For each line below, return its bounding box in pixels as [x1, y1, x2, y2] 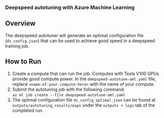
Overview [5, 19, 36, 28]
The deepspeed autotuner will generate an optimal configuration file [5, 32, 144, 38]
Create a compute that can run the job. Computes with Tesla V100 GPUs [12, 70, 160, 76]
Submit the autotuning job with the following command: [12, 86, 125, 92]
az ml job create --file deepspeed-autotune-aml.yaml [12, 92, 125, 98]
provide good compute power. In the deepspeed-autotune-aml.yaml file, [12, 76, 157, 82]
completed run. [12, 107, 43, 113]
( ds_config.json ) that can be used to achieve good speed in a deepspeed [5, 38, 156, 44]
